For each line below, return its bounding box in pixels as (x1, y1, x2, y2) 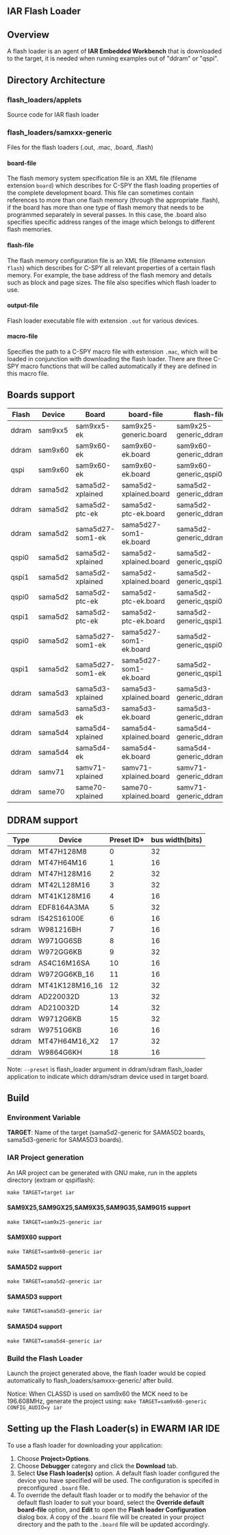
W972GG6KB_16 (38, 969, 94, 979)
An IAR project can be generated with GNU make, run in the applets (7, 1168, 197, 1176)
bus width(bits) (151, 834, 203, 844)
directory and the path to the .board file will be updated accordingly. (16, 1520, 210, 1528)
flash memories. (7, 225, 53, 234)
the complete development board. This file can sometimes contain (7, 189, 194, 197)
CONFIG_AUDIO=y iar (7, 1404, 63, 1411)
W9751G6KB (38, 1025, 82, 1034)
